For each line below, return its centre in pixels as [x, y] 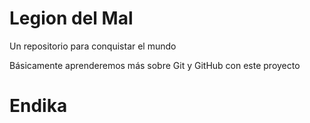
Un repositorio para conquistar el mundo [93, 46]
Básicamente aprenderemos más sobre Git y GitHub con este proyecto [155, 65]
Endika [38, 106]
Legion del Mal [71, 18]
